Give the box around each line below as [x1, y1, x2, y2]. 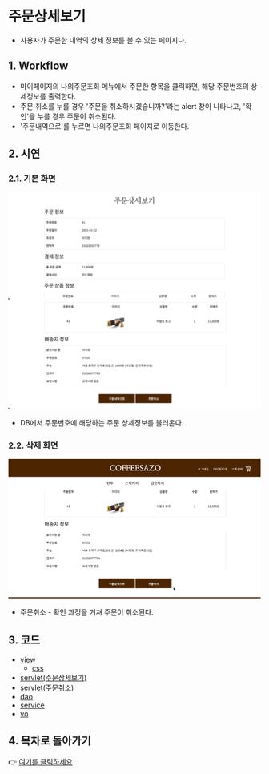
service [19, 700, 46, 710]
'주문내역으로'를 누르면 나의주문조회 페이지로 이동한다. [19, 121, 190, 131]
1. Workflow [8, 59, 69, 73]
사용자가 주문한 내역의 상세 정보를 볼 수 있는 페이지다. [19, 35, 187, 45]
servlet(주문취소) [19, 683, 74, 692]
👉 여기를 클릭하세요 [8, 756, 74, 766]
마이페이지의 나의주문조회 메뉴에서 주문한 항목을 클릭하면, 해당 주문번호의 [19, 81, 250, 91]
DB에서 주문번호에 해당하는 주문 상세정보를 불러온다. [19, 417, 184, 427]
